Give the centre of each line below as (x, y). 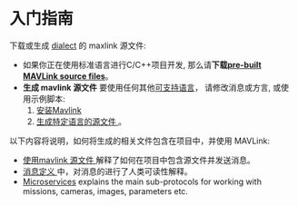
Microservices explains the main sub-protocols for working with (142, 181)
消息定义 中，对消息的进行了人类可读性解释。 (107, 171)
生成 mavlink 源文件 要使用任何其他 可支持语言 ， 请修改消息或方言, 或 (152, 87)
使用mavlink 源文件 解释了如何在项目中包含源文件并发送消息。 (139, 160)
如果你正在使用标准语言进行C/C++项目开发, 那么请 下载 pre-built (142, 64)
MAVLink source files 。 (68, 76)
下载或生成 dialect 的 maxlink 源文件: (78, 45)
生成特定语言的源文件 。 (81, 121)
